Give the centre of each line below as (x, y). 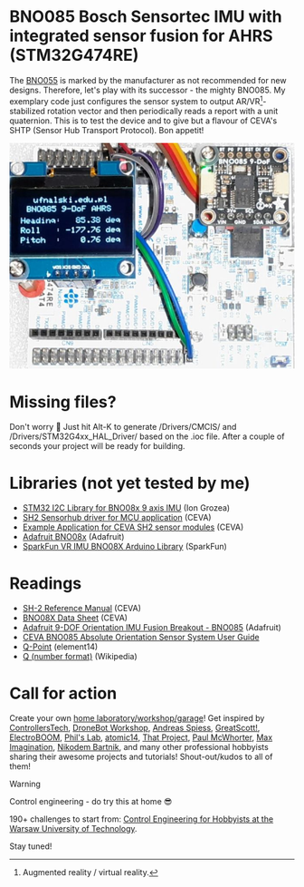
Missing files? (63, 402)
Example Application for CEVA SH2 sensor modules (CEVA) (133, 527)
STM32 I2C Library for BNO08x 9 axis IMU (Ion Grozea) (126, 508)
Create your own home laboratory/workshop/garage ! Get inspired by (137, 718)
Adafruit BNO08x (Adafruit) (73, 537)
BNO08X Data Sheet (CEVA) (75, 618)
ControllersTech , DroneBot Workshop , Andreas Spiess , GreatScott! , (135, 728)
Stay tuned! (31, 846)
